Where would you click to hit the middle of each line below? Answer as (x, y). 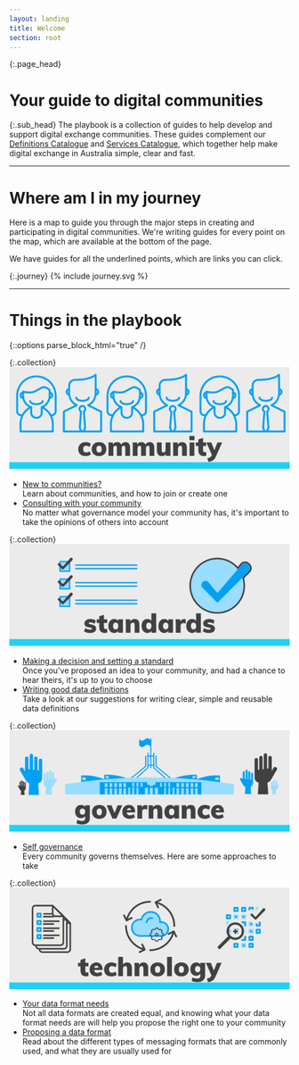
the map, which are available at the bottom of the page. (110, 242)
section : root (36, 37)
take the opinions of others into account (95, 521)
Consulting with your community (82, 503)
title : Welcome (37, 28)
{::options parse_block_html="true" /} (78, 345)
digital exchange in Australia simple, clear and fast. (102, 154)
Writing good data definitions (75, 689)
